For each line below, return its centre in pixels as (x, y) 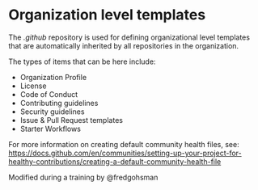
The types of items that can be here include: (82, 61)
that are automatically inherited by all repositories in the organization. (124, 45)
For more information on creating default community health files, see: (124, 144)
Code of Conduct (49, 94)
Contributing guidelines (59, 103)
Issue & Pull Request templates (72, 120)
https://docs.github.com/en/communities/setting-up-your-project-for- (125, 153)
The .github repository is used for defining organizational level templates (129, 37)
